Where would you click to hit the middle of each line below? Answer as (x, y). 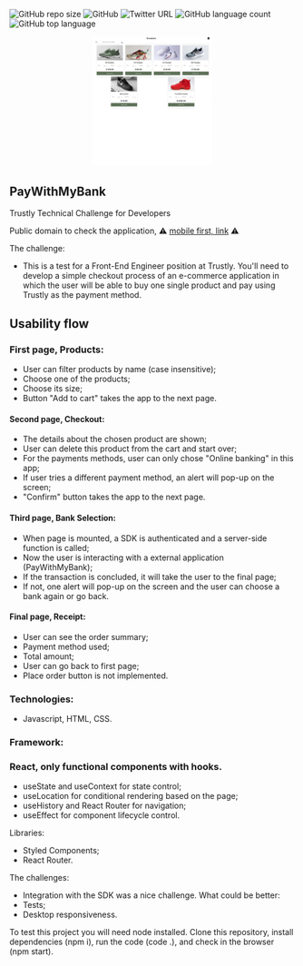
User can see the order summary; (85, 636)
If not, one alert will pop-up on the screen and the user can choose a (151, 586)
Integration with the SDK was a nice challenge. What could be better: (151, 895)
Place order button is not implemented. (95, 675)
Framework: (37, 742)
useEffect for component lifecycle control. (101, 815)
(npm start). (32, 951)
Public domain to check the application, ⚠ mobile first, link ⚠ (124, 231)
